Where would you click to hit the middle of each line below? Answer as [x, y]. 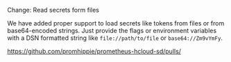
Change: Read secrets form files [53, 10]
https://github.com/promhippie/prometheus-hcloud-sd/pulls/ [94, 51]
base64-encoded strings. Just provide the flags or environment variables [112, 31]
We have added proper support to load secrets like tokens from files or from [116, 23]
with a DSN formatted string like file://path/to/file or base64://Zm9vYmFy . [115, 38]
